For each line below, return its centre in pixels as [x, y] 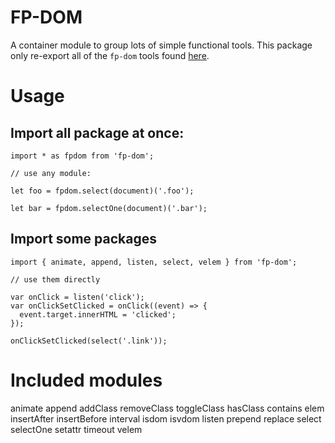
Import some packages [83, 239]
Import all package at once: [97, 132]
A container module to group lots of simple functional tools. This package [161, 45]
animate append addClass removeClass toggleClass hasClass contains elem [167, 408]
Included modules [86, 380]
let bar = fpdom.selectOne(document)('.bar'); [109, 208]
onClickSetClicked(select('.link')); [89, 341]
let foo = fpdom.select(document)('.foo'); [102, 191]
